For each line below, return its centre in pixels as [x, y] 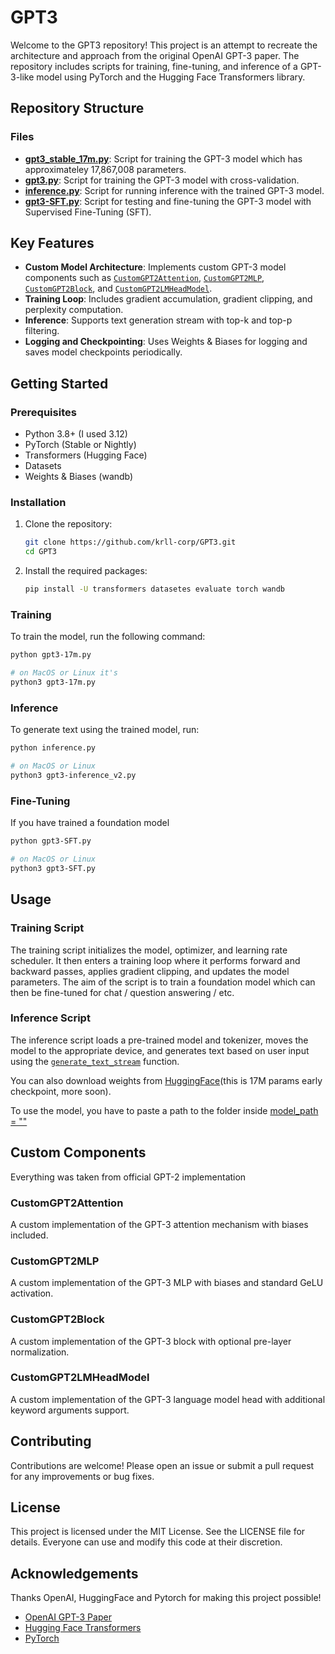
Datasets [43, 466]
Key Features [52, 243]
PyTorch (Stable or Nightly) [80, 445]
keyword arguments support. [70, 1410]
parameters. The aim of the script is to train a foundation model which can [163, 982]
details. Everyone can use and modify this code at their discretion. [146, 1542]
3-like [22, 77]
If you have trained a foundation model [90, 823]
